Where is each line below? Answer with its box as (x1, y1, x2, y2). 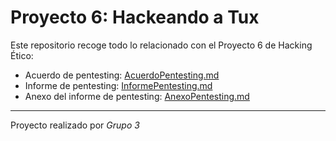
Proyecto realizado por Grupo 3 (10, 119, 140, 131)
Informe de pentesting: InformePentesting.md (24, 79, 213, 91)
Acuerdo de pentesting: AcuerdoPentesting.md (24, 69, 220, 81)
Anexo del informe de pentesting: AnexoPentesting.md (24, 90, 250, 102)
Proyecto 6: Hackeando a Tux (10, 6, 260, 29)
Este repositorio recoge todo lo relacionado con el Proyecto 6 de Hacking (10, 39, 313, 51)
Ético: (10, 49, 34, 61)
